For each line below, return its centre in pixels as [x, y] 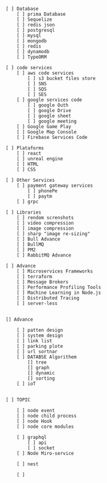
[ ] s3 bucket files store [62, 78]
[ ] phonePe [43, 191]
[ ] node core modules [45, 427]
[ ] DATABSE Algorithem [47, 357]
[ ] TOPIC [18, 400]
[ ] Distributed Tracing [48, 298]
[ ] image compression [45, 228]
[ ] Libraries [24, 212]
